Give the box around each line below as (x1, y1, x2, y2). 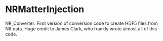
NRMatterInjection (5, 4, 85, 15)
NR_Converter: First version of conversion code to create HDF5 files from (5, 20, 158, 26)
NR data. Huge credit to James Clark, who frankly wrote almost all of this (5, 25, 157, 31)
